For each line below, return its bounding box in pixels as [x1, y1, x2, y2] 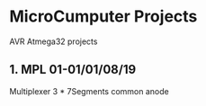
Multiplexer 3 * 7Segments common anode [9, 85, 169, 96]
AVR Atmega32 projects [9, 36, 98, 47]
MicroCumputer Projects [9, 6, 198, 27]
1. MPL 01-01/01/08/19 [9, 62, 137, 77]
